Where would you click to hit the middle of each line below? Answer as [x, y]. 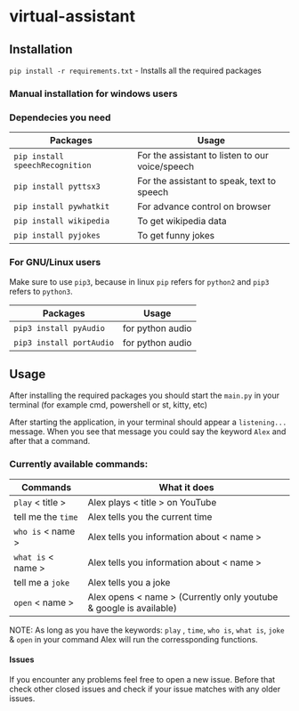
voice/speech [166, 166]
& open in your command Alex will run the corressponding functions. [133, 639]
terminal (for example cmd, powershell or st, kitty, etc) [108, 405]
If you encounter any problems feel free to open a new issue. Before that [142, 679]
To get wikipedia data [182, 222]
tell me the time [46, 516]
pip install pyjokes [57, 236]
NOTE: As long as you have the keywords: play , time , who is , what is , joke [147, 630]
